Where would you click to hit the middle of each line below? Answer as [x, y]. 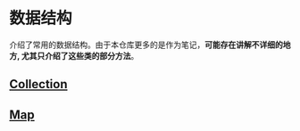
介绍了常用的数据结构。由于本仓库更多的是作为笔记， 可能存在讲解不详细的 [146, 45]
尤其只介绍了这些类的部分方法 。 [80, 55]
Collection [38, 84]
